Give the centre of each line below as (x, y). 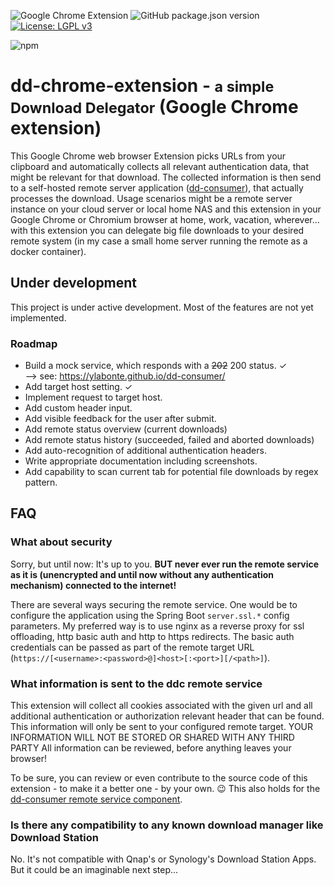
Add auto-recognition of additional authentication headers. (145, 451)
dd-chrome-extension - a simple (142, 86)
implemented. (38, 317)
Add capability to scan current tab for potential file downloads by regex (171, 472)
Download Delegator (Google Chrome (154, 107)
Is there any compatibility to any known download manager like (167, 825)
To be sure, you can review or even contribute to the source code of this (159, 778)
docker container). (48, 251)
